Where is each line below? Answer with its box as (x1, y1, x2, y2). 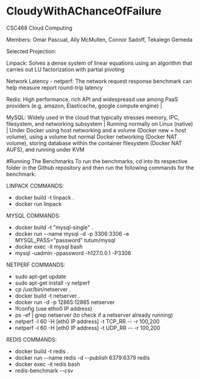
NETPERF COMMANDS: (6, 261, 66, 268)
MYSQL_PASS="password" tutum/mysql (14, 236, 116, 244)
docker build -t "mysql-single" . (14, 224, 93, 231)
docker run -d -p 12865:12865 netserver (14, 298, 115, 306)
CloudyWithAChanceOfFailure (6, 4, 161, 18)
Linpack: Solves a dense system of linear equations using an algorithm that (6, 59, 193, 66)
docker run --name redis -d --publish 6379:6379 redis (14, 354, 150, 361)
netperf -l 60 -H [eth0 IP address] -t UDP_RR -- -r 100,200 (14, 324, 161, 331)
